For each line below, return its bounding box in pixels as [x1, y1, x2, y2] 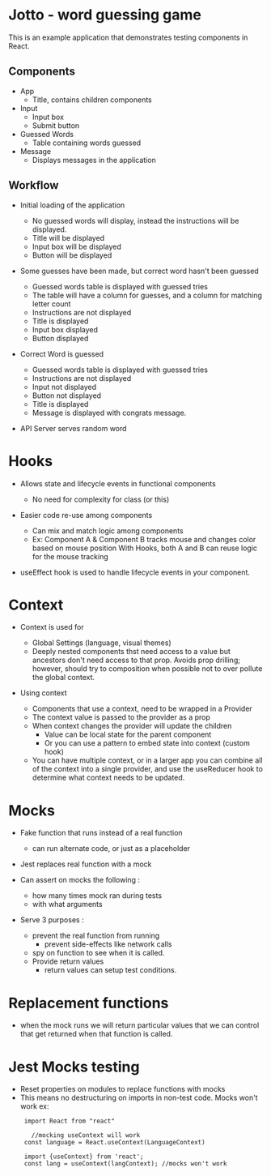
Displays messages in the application [32, 155, 156, 165]
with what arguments [32, 900, 103, 909]
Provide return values [32, 956, 104, 966]
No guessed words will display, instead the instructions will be [32, 216, 239, 225]
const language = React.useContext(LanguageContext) [23, 1139, 205, 1147]
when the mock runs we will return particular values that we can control [19, 1020, 260, 1030]
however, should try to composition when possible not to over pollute [32, 664, 263, 674]
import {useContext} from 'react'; [23, 1152, 144, 1161]
